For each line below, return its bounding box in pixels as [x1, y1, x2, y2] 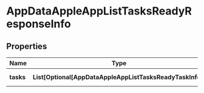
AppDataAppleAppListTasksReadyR [6, 4, 192, 18]
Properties [6, 41, 47, 51]
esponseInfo [6, 17, 71, 31]
